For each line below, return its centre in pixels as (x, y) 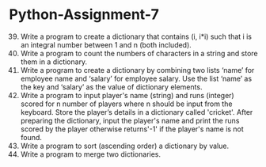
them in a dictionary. (54, 62)
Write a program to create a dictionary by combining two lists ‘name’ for (137, 70)
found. (31, 137)
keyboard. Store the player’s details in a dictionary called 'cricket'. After (137, 112)
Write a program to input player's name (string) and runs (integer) (127, 95)
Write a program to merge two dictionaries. (91, 154)
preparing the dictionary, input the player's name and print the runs (130, 120)
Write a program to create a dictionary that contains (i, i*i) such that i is (136, 36)
